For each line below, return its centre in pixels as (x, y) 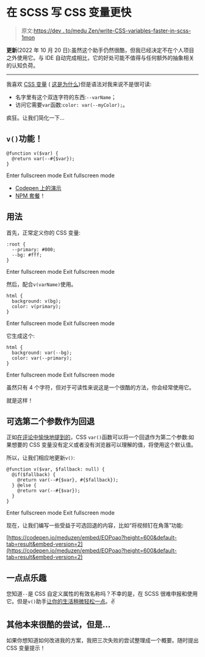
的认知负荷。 (22, 65)
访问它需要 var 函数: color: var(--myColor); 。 (71, 105)
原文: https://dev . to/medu (54, 31)
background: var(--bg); (42, 353)
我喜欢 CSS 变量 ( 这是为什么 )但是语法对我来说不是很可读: (79, 84)
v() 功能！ (25, 139)
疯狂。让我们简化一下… (36, 117)
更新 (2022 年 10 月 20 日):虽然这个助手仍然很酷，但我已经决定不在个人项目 (100, 50)
